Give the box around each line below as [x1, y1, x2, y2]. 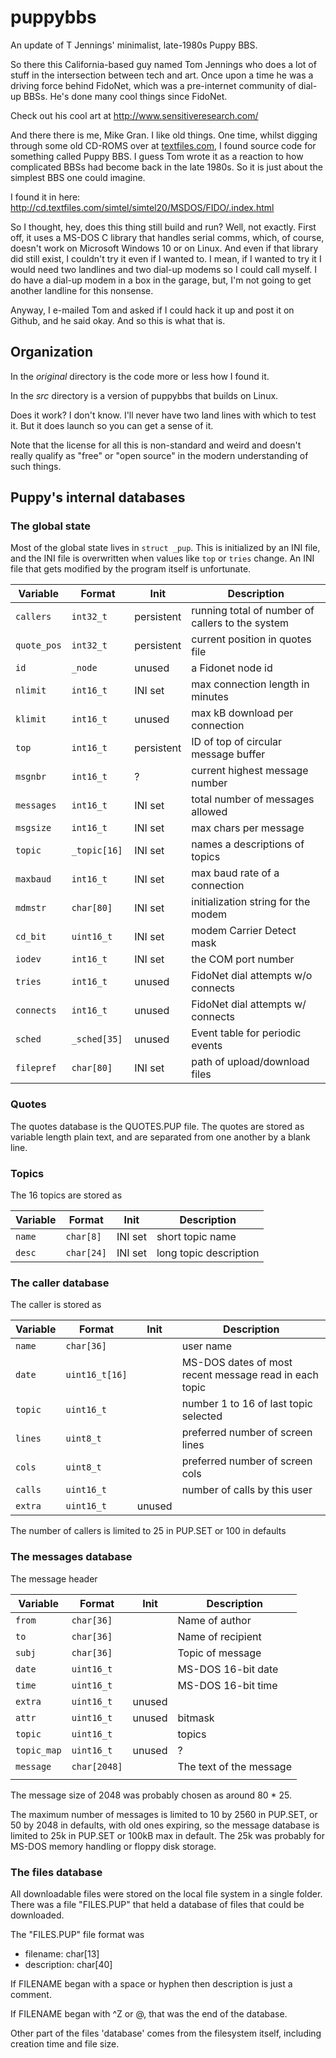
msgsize [15, 822, 52, 834]
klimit [15, 714, 47, 725]
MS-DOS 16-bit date [177, 1662, 279, 1676]
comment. [10, 1988, 52, 2000]
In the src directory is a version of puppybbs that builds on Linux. [10, 389, 279, 401]
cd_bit [15, 931, 47, 943]
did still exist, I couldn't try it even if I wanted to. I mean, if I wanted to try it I [10, 252, 322, 265]
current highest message [191, 764, 309, 778]
